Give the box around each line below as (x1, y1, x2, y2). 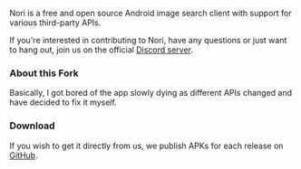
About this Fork (9, 67, 79, 80)
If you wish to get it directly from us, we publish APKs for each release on (9, 140, 284, 151)
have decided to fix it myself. (9, 97, 118, 108)
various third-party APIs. (9, 17, 102, 28)
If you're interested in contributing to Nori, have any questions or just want (9, 35, 287, 45)
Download (9, 119, 56, 132)
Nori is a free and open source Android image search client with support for (9, 8, 292, 18)
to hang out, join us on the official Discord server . (9, 44, 193, 55)
